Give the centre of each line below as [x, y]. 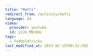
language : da [18, 19]
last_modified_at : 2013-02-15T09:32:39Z [47, 46]
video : [12, 23]
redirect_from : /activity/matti [38, 14]
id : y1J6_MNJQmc [26, 32]
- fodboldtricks [26, 41]
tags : [10, 37]
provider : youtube [28, 28]
